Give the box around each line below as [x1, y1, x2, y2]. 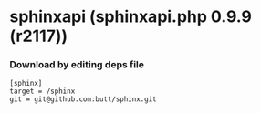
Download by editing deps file [9, 58, 144, 71]
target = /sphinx [9, 87, 76, 97]
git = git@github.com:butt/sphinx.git [9, 95, 157, 104]
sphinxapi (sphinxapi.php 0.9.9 [9, 6, 253, 27]
